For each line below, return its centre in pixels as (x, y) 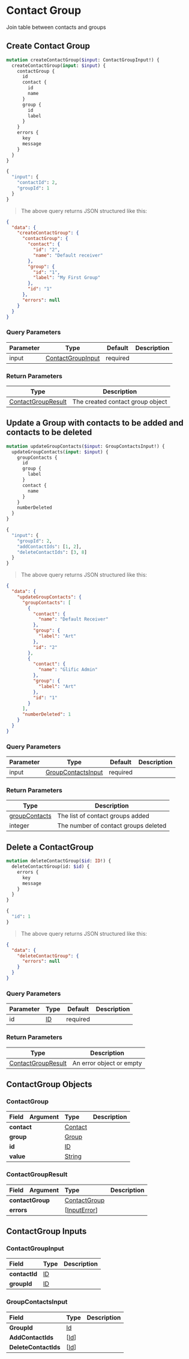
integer (19, 826)
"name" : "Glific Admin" (68, 670)
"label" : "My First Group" (67, 278)
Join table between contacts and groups (56, 27)
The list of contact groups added (103, 816)
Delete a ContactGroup (50, 847)
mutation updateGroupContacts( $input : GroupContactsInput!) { (85, 446)
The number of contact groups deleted (112, 826)
